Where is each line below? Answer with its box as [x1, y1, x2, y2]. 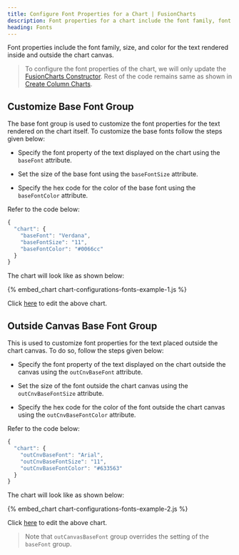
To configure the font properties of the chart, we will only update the [24, 65, 227, 73]
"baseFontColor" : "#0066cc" [20, 245, 103, 253]
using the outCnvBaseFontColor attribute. [17, 411, 136, 419]
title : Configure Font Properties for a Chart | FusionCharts [7, 10, 196, 18]
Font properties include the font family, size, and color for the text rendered [7, 44, 229, 52]
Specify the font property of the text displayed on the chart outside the [17, 360, 226, 369]
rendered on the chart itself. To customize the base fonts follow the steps [7, 127, 223, 136]
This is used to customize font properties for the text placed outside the [7, 339, 218, 347]
